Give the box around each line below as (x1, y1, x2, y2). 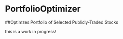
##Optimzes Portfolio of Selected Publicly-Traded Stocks (5, 19, 119, 25)
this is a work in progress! (5, 28, 56, 34)
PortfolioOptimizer (5, 3, 81, 14)
